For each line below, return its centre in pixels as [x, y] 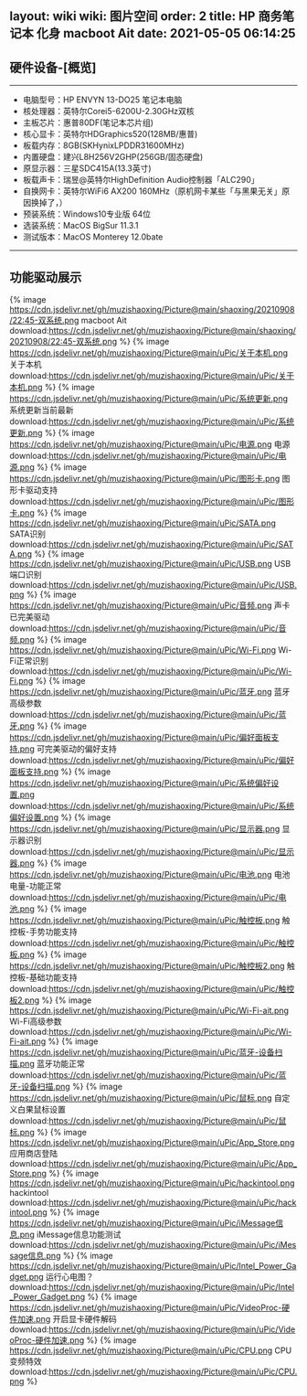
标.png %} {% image [48, 1133]
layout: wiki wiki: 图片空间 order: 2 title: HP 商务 [146, 16]
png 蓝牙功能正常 [52, 1064]
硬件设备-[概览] [53, 67]
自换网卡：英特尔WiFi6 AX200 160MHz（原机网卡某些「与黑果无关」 [152, 191]
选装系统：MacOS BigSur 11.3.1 [80, 226]
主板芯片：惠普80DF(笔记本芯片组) [88, 123]
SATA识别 [27, 534]
